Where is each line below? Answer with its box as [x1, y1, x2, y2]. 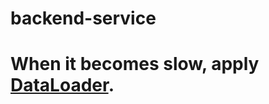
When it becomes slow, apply [10, 53, 260, 76]
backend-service [10, 7, 157, 30]
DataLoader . [10, 74, 115, 97]
